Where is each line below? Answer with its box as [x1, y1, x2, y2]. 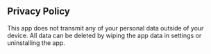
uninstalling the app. [7, 38, 66, 47]
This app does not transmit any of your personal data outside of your [7, 24, 204, 32]
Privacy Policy [7, 6, 71, 17]
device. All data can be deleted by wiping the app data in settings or [7, 31, 202, 39]
